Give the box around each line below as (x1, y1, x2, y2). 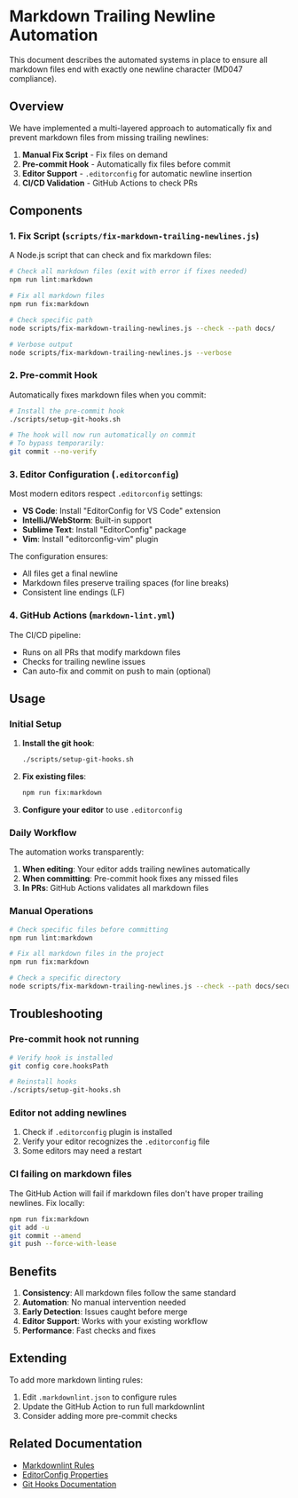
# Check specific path (9, 315, 93, 325)
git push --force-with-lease (9, 1240, 117, 1249)
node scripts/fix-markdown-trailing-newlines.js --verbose (9, 348, 232, 357)
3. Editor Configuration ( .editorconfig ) (9, 469, 179, 481)
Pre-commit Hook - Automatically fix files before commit (21, 158, 231, 170)
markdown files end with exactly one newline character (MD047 (9, 64, 243, 75)
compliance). (9, 73, 58, 83)
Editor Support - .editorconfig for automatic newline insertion (21, 168, 253, 178)
